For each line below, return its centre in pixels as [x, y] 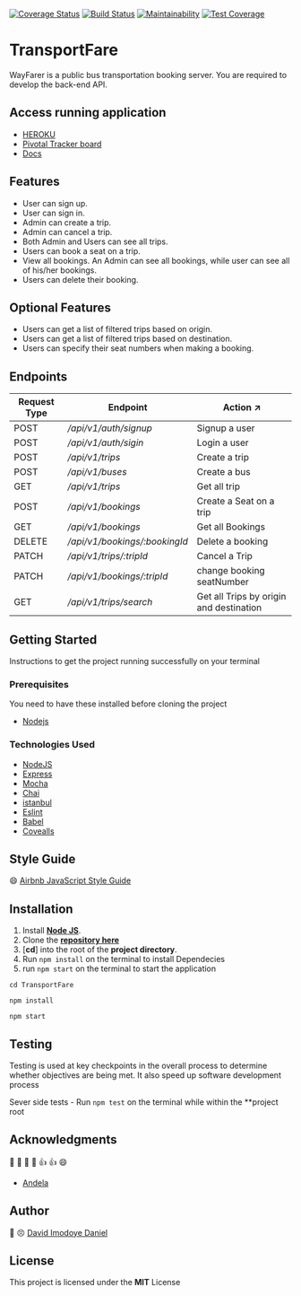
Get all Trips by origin [241, 597]
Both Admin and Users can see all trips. [95, 241]
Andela [35, 1182]
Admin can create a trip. [67, 222]
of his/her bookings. [59, 270]
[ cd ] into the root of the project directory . [99, 950]
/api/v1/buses [97, 472]
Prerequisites [39, 684]
